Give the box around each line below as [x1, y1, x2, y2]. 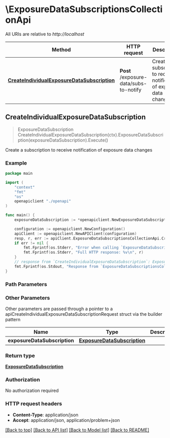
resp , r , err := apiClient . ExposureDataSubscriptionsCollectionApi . [14, 236, 162, 241]
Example [5, 159, 27, 166]
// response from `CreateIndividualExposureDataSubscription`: [14, 259, 151, 265]
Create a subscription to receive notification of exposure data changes [5, 147, 153, 153]
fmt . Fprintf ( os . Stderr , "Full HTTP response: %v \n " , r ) [23, 250, 144, 255]
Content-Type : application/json [12, 412, 78, 418]
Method [51, 46, 71, 53]
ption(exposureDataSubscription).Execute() [17, 137, 109, 143]
